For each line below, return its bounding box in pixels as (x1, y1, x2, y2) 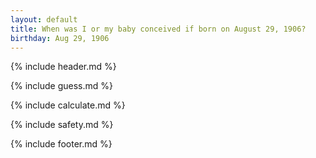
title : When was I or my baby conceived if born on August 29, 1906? (10, 24, 307, 34)
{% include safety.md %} (10, 119, 114, 131)
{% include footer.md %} (10, 138, 113, 150)
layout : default (10, 14, 78, 25)
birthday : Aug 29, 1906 (10, 33, 110, 43)
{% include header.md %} (10, 61, 117, 73)
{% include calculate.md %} (10, 99, 126, 111)
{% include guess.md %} (10, 80, 113, 92)
